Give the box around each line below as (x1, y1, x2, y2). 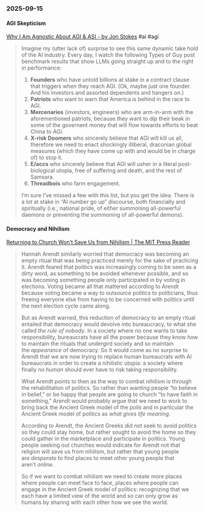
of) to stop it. (30, 154, 63, 161)
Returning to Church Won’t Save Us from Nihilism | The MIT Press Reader (6, 239, 191, 246)
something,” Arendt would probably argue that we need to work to (21, 397, 188, 405)
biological (30, 167, 55, 175)
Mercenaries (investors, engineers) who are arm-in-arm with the (30, 109, 194, 116)
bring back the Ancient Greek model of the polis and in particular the (21, 404, 194, 411)
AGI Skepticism (6, 20, 46, 27)
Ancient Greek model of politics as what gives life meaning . (21, 410, 171, 417)
